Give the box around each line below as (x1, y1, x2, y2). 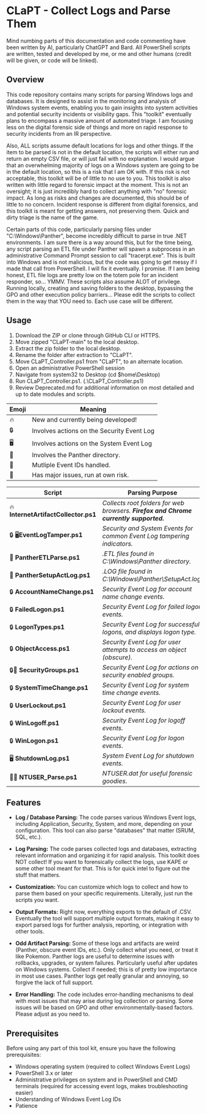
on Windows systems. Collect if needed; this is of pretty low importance (15, 966, 197, 973)
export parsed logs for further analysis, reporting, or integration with (15, 921, 188, 928)
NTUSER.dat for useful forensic (102, 769, 193, 777)
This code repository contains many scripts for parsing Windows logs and (6, 90, 193, 98)
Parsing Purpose (128, 488, 178, 496)
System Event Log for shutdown (102, 751, 194, 759)
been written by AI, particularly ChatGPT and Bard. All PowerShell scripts (6, 44, 191, 51)
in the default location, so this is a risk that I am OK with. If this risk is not (6, 168, 190, 175)
